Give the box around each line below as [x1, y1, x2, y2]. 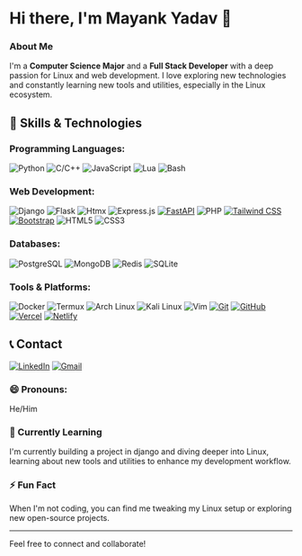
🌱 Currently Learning [9, 426, 102, 439]
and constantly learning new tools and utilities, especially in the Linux [9, 80, 266, 91]
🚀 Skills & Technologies [9, 115, 142, 130]
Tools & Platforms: [9, 281, 92, 293]
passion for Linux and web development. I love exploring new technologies [9, 70, 287, 81]
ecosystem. [9, 89, 53, 100]
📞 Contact [9, 336, 63, 352]
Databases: [9, 238, 61, 250]
